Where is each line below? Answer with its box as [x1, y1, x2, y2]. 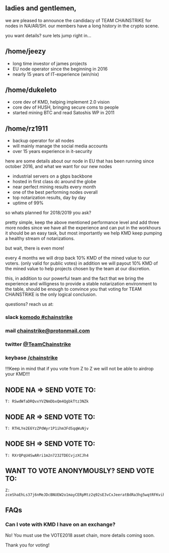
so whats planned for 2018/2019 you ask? [5, 210, 92, 216]
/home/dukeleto [5, 86, 57, 95]
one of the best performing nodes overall [12, 189, 98, 195]
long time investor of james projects [12, 60, 87, 66]
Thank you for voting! [5, 542, 50, 548]
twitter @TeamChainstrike [5, 341, 71, 348]
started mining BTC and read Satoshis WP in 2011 [12, 110, 115, 116]
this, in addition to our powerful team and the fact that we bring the [5, 275, 144, 281]
